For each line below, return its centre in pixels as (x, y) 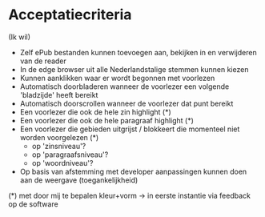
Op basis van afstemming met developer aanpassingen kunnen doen (133, 171)
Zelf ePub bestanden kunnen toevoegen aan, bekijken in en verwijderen (139, 52)
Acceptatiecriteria (70, 15)
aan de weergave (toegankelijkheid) (79, 180)
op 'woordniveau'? (62, 163)
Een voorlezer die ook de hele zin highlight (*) (96, 112)
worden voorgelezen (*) (59, 137)
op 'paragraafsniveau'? (70, 155)
